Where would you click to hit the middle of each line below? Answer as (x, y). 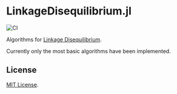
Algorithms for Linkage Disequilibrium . (54, 39)
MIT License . (22, 84)
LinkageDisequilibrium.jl (69, 11)
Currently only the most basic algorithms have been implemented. (88, 51)
